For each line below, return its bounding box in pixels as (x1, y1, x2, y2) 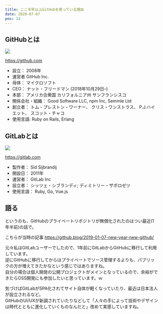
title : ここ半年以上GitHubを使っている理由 (5, 7, 84, 12)
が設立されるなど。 (5, 291, 44, 297)
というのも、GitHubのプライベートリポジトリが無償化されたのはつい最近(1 (5, 218, 155, 224)
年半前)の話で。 (5, 224, 36, 230)
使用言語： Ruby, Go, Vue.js (12, 189, 68, 194)
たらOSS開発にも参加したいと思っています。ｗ (9, 275, 103, 281)
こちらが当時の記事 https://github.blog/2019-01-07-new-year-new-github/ (5, 234, 154, 240)
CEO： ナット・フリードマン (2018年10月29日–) (12, 86, 108, 92)
